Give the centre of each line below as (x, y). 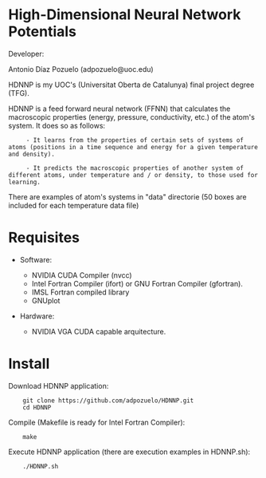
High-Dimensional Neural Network (125, 15)
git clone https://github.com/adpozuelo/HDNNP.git (108, 401)
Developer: (26, 53)
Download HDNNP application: (59, 385)
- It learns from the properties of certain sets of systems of (135, 140)
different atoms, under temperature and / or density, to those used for (133, 175)
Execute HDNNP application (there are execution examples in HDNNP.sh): (129, 452)
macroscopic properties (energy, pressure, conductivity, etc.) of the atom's (131, 117)
